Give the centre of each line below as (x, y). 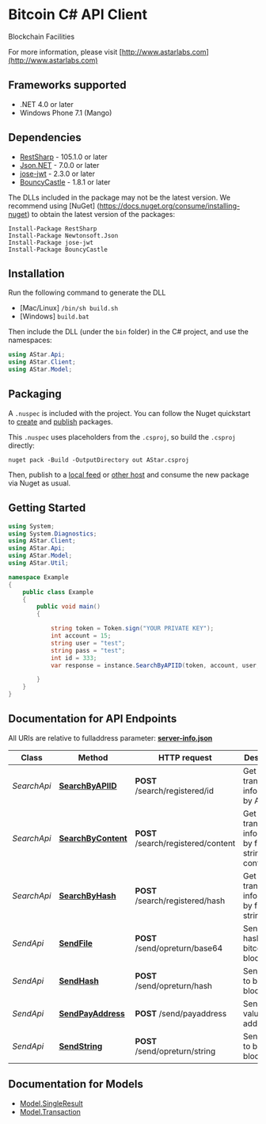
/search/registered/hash (180, 901)
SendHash (79, 981)
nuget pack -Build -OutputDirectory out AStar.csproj (99, 460)
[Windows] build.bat (54, 316)
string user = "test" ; (88, 643)
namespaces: (30, 340)
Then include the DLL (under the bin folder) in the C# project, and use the (129, 332)
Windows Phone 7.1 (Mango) (66, 112)
